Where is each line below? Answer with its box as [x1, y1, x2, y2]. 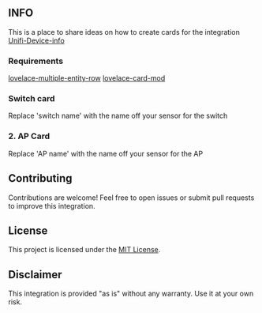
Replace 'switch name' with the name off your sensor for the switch [8, 111, 228, 121]
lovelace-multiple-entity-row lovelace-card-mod [8, 74, 166, 83]
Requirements [8, 55, 64, 66]
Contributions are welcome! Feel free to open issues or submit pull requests [8, 193, 255, 202]
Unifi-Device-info [8, 36, 65, 45]
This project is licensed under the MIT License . [8, 245, 161, 255]
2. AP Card [8, 130, 51, 141]
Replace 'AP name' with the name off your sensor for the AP [8, 149, 204, 158]
